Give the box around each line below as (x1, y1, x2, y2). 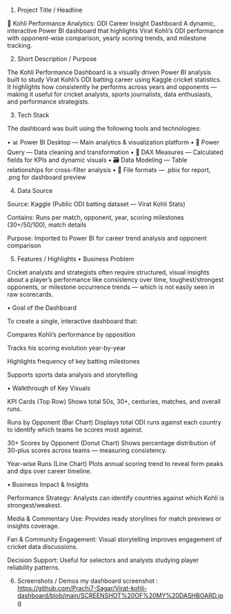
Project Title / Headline (17, 6, 83, 14)
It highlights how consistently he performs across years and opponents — (7, 83, 217, 91)
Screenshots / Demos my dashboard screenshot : (17, 577, 159, 585)
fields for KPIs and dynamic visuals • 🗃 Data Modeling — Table (7, 156, 188, 164)
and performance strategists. (7, 97, 90, 106)
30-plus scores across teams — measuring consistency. (7, 446, 168, 454)
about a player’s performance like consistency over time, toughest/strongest (7, 276, 224, 283)
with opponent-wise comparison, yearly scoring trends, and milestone (7, 34, 207, 42)
